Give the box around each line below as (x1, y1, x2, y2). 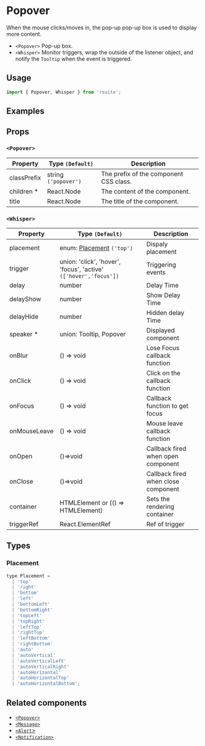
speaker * (9, 330, 38, 338)
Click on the (146, 369, 181, 377)
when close (146, 477, 180, 485)
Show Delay (146, 291, 181, 299)
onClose (9, 477, 34, 485)
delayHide (9, 313, 38, 320)
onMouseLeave (9, 427, 54, 435)
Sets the (146, 495, 170, 503)
